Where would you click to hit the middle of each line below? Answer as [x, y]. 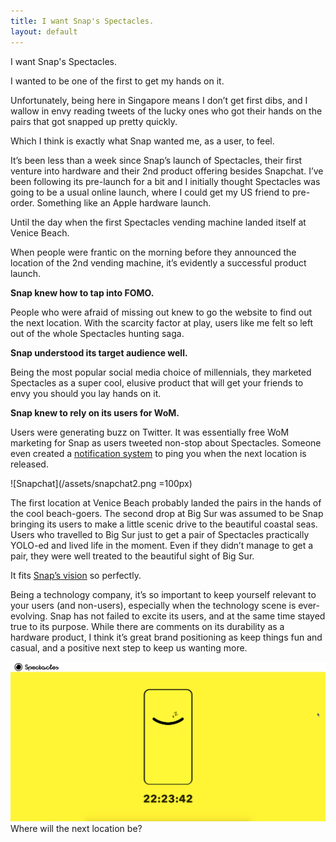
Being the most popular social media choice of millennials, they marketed [161, 372]
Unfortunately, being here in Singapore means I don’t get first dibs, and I [159, 100]
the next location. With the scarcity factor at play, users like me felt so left [162, 322]
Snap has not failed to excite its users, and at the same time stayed [187, 616]
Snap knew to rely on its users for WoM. [95, 412]
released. [29, 464]
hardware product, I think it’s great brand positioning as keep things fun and [166, 637]
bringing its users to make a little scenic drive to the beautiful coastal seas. [164, 524]
